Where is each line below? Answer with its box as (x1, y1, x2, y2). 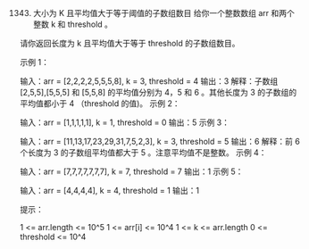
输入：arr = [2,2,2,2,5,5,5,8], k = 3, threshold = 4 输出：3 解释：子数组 (20, 76, 279, 87)
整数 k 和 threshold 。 (32, 19, 113, 29)
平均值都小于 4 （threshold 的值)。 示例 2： (20, 98, 180, 109)
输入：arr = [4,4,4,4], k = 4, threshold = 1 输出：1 (20, 186, 200, 195)
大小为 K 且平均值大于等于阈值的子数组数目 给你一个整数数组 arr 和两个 (32, 8, 295, 18)
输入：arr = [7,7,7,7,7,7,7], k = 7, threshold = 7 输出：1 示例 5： (20, 166, 244, 177)
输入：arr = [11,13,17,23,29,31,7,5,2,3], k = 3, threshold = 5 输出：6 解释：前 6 (20, 137, 301, 146)
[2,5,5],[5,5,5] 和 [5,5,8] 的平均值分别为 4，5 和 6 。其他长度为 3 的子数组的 (20, 87, 297, 97)
